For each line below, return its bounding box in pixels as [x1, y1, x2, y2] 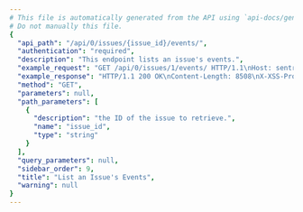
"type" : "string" [32, 131, 99, 140]
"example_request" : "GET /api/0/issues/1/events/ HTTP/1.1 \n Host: [17, 64, 272, 73]
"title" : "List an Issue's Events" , [17, 172, 155, 181]
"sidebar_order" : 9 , [17, 164, 95, 173]
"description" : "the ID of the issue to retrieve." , [32, 114, 236, 123]
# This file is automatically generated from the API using [9, 13, 241, 23]
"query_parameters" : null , [17, 155, 119, 165]
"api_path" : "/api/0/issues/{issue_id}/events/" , [17, 38, 207, 48]
